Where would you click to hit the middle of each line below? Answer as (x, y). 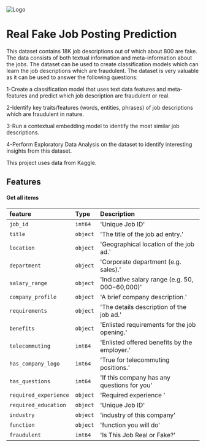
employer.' (116, 350)
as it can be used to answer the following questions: (72, 77)
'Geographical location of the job (147, 244)
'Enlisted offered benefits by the (146, 342)
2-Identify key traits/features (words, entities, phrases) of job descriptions (100, 107)
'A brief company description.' (143, 297)
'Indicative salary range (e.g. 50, (147, 279)
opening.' (114, 332)
